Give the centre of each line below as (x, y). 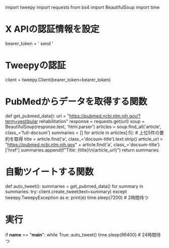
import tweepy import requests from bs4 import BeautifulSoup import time (82, 7)
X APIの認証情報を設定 (52, 29)
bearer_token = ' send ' (30, 43)
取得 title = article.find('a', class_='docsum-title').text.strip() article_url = (88, 139)
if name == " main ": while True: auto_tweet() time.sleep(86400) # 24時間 (81, 234)
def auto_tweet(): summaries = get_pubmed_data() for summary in (74, 186)
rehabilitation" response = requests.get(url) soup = (92, 121)
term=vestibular (22, 121)
